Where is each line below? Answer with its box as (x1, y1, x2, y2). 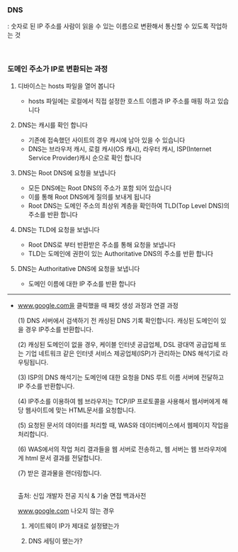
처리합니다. (17, 429, 49, 438)
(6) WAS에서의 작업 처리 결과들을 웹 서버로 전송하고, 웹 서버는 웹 (17, 445, 197, 453)
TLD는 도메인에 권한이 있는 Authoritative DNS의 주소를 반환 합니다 (28, 249, 214, 258)
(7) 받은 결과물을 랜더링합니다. (17, 468, 102, 477)
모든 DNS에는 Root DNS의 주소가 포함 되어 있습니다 (28, 183, 172, 192)
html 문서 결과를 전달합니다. (25, 453, 103, 462)
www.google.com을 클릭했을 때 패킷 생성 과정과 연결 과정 (17, 301, 178, 309)
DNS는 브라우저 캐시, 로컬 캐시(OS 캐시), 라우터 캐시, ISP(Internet (28, 144, 212, 153)
